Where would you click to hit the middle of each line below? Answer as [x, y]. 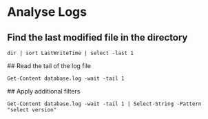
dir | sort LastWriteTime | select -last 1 [71, 53]
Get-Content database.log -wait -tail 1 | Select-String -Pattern [104, 104]
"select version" [32, 110]
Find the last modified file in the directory [97, 37]
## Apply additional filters [44, 91]
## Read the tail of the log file [49, 66]
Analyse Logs [47, 12]
